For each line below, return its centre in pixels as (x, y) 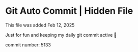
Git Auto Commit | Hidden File (69, 11)
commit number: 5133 (28, 45)
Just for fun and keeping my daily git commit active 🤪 (61, 35)
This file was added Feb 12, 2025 (40, 25)
